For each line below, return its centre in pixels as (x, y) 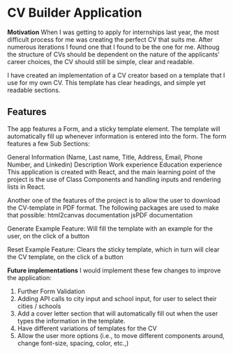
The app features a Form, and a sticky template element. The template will (114, 129)
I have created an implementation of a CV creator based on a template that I (116, 75)
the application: (30, 277)
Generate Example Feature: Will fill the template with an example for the (110, 229)
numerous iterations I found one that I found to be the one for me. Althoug (113, 47)
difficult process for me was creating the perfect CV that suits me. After (110, 39)
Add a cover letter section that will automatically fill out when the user (118, 313)
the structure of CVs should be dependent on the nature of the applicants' (113, 54)
